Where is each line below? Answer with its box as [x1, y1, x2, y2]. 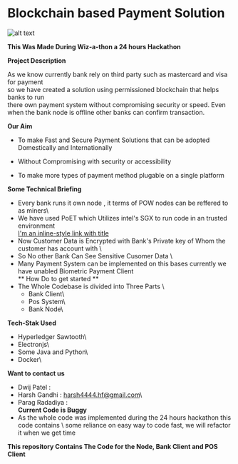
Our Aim [7, 121, 33, 130]
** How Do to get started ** [17, 274, 99, 283]
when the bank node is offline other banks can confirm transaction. [7, 108, 205, 116]
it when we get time [17, 428, 76, 437]
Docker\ [17, 355, 42, 363]
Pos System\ [28, 297, 66, 306]
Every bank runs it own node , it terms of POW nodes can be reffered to [17, 198, 229, 207]
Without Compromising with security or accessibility [17, 157, 172, 166]
